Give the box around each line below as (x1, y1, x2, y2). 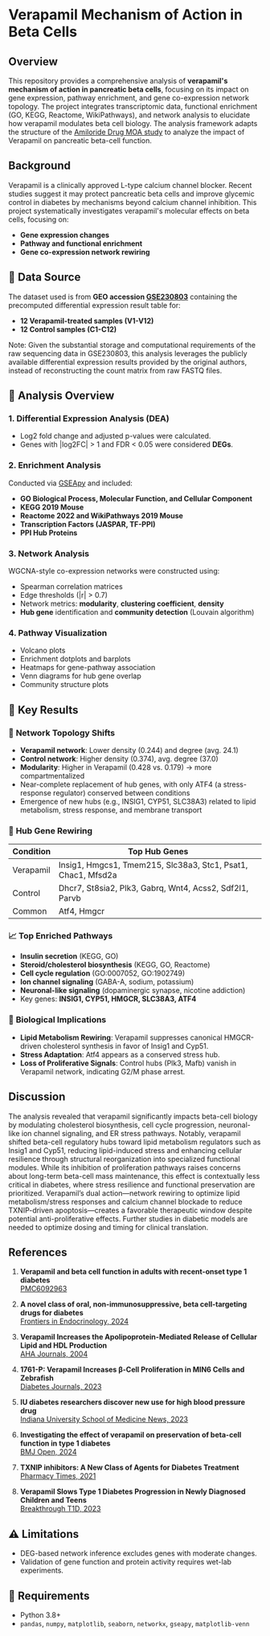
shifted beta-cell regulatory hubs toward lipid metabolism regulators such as (8, 1137, 261, 1147)
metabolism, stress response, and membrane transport (19, 805, 202, 815)
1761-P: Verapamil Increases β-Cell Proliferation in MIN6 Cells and (19, 1364, 245, 1375)
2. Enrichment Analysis (8, 460, 102, 471)
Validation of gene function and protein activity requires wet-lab (19, 1557, 231, 1567)
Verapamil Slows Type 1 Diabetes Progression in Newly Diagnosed (19, 1487, 247, 1496)
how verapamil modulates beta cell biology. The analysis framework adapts (8, 119, 258, 128)
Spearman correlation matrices (19, 581, 123, 591)
